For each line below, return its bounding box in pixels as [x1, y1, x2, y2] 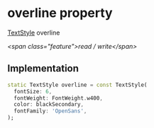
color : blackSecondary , [13, 101, 84, 108]
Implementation [7, 62, 79, 75]
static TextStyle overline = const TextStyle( [7, 81, 148, 88]
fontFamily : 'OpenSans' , [13, 107, 87, 115]
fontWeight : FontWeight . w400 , [13, 94, 103, 102]
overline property [7, 5, 113, 21]
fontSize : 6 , [13, 88, 53, 95]
